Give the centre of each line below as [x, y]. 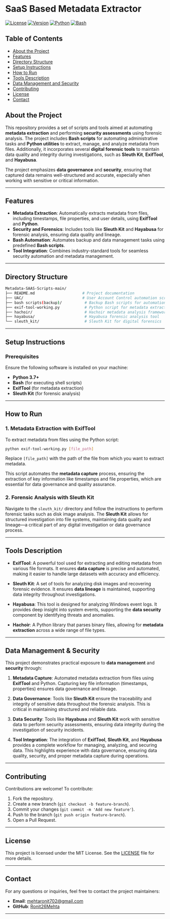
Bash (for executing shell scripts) [47, 382]
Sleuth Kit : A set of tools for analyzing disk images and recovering [82, 583]
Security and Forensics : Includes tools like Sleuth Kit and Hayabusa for [88, 229]
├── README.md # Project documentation [70, 293]
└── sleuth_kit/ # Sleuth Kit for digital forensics [83, 322]
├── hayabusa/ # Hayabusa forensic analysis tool [82, 317]
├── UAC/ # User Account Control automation [81, 298]
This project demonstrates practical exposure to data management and [80, 663]
